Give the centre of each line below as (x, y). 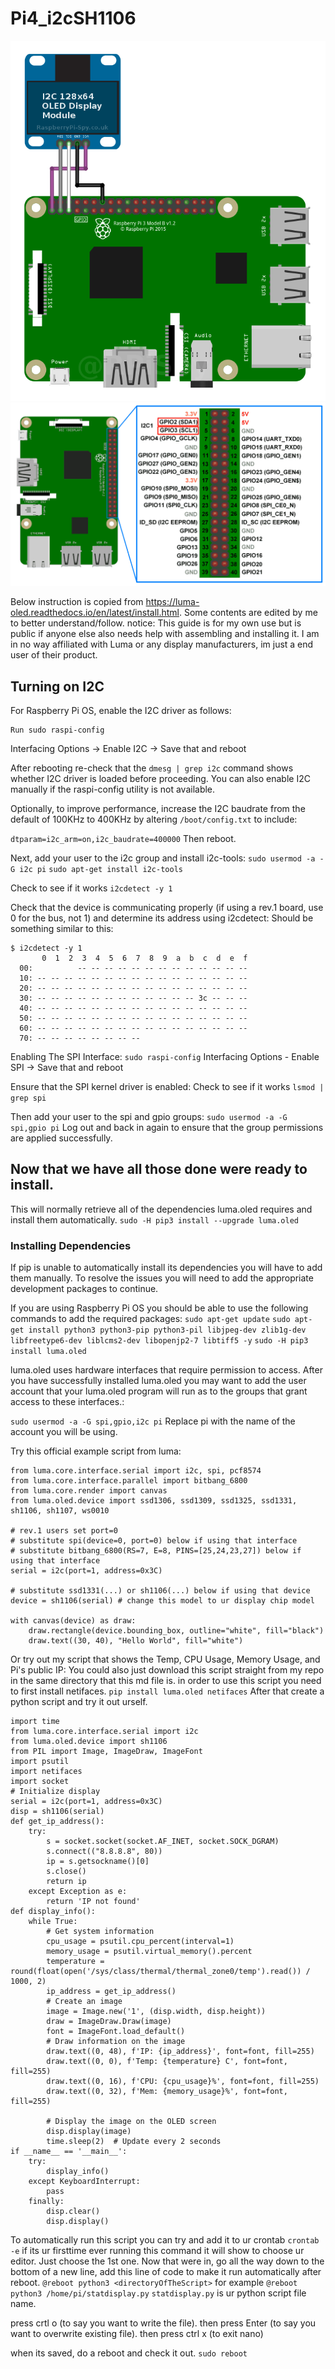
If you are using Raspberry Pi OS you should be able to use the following (159, 1308)
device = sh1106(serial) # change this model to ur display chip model (162, 1601)
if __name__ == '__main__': (69, 2152)
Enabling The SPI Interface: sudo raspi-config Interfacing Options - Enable (165, 1057)
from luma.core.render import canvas (89, 1491)
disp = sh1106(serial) (57, 1812)
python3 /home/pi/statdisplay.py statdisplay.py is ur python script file (158, 2293)
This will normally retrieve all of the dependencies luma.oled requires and (161, 1209)
